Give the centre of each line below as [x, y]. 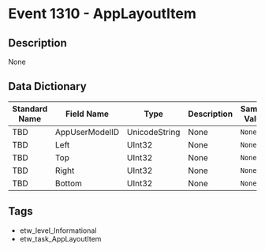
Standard [30, 109]
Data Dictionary [47, 86]
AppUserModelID [87, 132]
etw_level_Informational [58, 230]
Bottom [69, 183]
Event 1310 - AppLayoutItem [103, 14]
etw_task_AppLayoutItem [60, 238]
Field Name [87, 114]
